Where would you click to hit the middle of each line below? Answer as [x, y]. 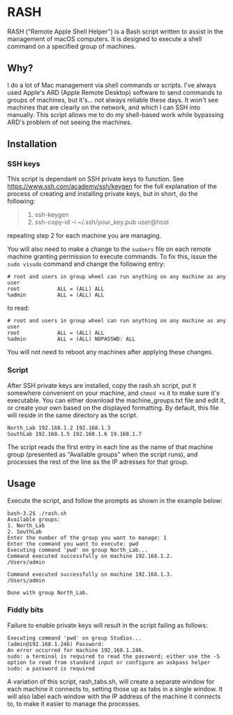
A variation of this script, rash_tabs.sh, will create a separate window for [111, 682]
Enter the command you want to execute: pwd [73, 544]
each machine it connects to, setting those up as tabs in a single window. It [115, 688]
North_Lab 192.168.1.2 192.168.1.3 [59, 428]
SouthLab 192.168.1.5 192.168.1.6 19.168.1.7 [74, 434]
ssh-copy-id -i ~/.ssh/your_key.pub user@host [102, 222]
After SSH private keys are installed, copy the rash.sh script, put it [102, 385]
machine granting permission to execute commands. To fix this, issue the [112, 257]
